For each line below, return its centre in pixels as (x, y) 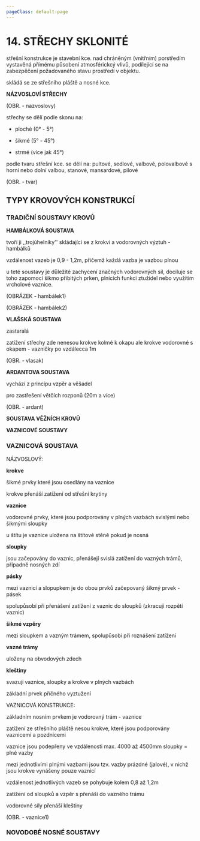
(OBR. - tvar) (22, 182)
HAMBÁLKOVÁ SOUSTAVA (40, 231)
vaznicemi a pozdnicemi (36, 734)
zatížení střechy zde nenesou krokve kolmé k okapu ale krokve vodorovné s (100, 343)
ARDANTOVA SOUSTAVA (38, 372)
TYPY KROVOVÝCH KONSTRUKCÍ (71, 201)
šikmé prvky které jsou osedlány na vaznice (60, 482)
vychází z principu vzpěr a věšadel (49, 384)
